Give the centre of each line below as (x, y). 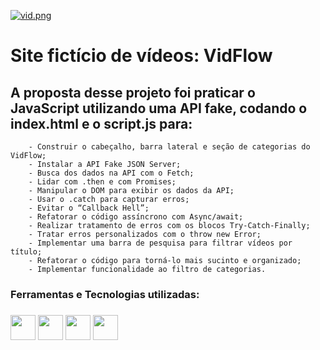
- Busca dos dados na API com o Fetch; (111, 173)
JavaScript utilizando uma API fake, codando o (159, 108)
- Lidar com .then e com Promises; (102, 182)
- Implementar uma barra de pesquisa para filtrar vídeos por (160, 243)
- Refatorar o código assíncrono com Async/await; (136, 217)
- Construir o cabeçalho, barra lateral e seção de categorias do (169, 147)
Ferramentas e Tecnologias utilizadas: (105, 294)
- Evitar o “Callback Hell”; (89, 208)
